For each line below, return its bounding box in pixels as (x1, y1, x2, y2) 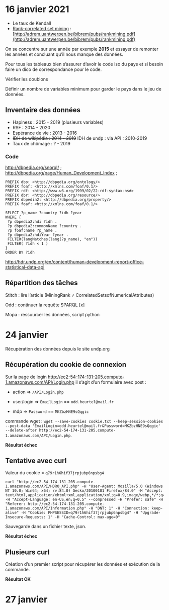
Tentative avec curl (5, 457, 67, 465)
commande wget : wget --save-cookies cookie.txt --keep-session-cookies (5, 418, 163, 424)
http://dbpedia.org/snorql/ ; (5, 164, 62, 170)
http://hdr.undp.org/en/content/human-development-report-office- (5, 259, 144, 265)
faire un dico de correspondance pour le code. (5, 66, 102, 72)
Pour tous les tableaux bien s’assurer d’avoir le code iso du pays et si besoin (5, 61, 163, 67)
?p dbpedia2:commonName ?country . (7, 224, 82, 229)
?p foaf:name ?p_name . (7, 228, 57, 233)
